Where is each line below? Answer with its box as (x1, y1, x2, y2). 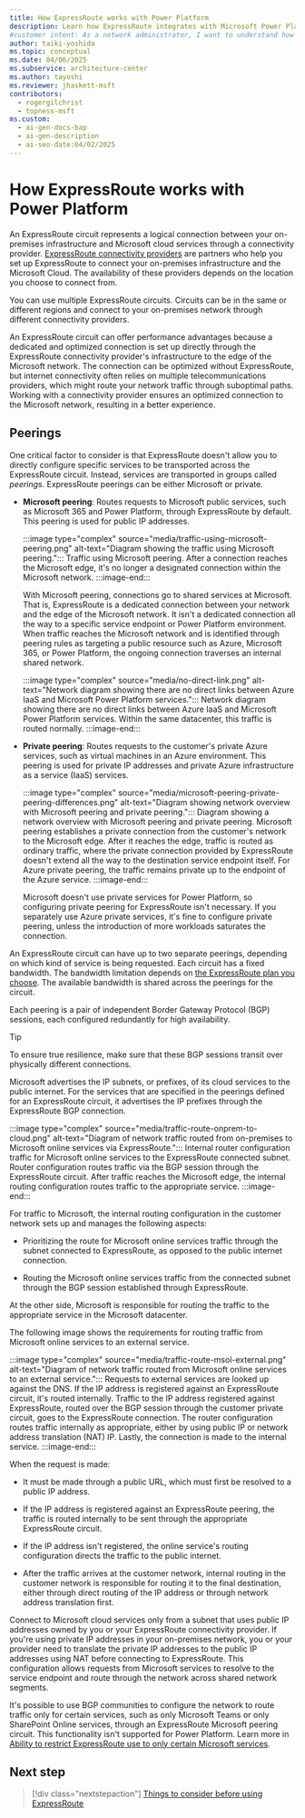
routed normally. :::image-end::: (22, 723, 141, 734)
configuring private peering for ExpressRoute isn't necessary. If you (22, 901, 277, 912)
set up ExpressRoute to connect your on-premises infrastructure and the (9, 257, 281, 268)
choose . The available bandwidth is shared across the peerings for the (9, 976, 274, 987)
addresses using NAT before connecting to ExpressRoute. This (9, 1653, 244, 1663)
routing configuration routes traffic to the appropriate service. (9, 1181, 241, 1192)
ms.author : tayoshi (9, 73, 84, 82)
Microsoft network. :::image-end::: (22, 572, 152, 583)
